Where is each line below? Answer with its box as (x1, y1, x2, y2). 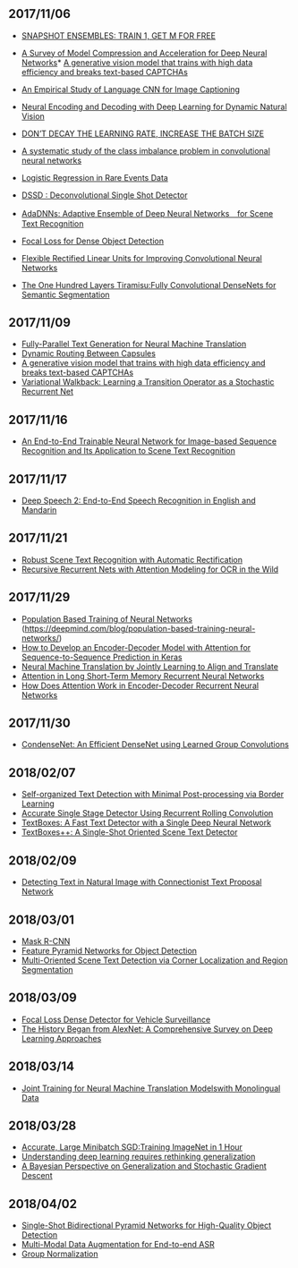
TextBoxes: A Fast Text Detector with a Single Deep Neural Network (21, 817, 272, 829)
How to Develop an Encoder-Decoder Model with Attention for (21, 642, 251, 652)
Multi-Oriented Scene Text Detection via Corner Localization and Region (21, 955, 288, 966)
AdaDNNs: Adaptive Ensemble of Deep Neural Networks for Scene (21, 208, 274, 218)
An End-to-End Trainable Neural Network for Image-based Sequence (21, 436, 277, 447)
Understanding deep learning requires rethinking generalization (21, 1152, 256, 1162)
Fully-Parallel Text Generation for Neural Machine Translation (21, 338, 247, 350)
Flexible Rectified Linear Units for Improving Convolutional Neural (21, 252, 263, 263)
